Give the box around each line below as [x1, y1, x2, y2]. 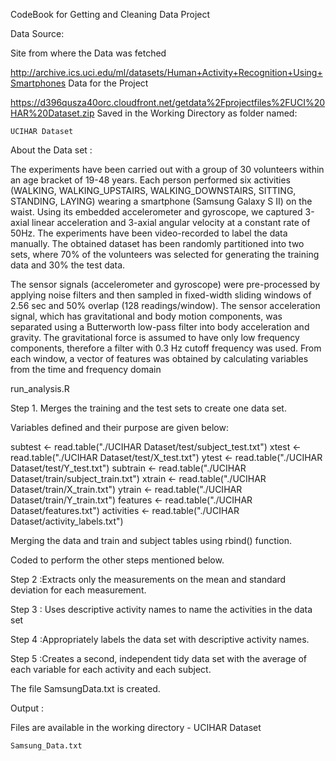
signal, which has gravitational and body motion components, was [10, 310, 283, 322]
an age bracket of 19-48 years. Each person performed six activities [10, 174, 291, 186]
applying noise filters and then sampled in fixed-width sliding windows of [10, 289, 312, 301]
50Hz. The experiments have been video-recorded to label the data [10, 227, 288, 239]
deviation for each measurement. [10, 584, 147, 596]
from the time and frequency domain [10, 364, 162, 375]
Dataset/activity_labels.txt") [10, 515, 124, 527]
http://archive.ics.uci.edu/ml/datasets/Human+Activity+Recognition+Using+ [10, 67, 323, 78]
